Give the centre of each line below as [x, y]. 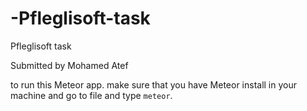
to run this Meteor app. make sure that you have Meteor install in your [154, 84]
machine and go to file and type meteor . [91, 95]
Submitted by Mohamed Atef [69, 65]
